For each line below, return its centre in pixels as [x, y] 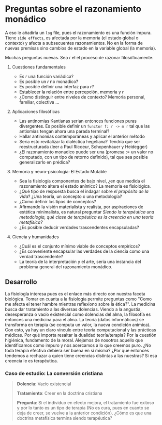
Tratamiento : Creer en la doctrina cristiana [59, 393]
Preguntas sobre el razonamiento [73, 9]
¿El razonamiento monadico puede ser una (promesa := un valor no [86, 152]
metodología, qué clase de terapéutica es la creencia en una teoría [86, 217]
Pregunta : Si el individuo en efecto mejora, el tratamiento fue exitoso [86, 403]
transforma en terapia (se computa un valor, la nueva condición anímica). [78, 325]
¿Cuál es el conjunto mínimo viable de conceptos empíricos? [80, 246]
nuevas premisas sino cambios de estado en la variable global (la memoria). [81, 48]
